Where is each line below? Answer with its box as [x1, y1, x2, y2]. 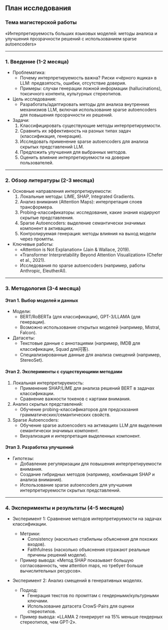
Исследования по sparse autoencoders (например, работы [19, 262, 145, 269]
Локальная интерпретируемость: [12, 380, 84, 386]
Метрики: [19, 531, 40, 537]
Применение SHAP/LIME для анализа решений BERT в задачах [19, 385, 155, 391]
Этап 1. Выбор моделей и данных [5, 297, 78, 303]
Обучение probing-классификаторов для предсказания [19, 406, 138, 412]
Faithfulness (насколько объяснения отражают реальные [27, 547, 150, 553]
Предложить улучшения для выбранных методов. [19, 149, 127, 155]
